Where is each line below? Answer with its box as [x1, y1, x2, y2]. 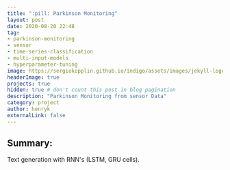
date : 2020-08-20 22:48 [7, 23, 75, 29]
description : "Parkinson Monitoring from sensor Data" [7, 93, 167, 100]
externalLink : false [7, 112, 66, 119]
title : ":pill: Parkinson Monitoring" [7, 10, 118, 17]
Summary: [7, 138, 53, 149]
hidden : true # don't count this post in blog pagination [7, 86, 176, 93]
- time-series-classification [7, 49, 94, 56]
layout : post [7, 16, 44, 23]
